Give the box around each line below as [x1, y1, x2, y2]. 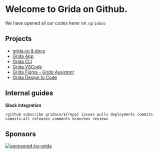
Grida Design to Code [12, 74, 57, 80]
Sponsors [5, 129, 36, 138]
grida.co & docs [12, 47, 45, 53]
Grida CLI [12, 58, 32, 64]
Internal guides [5, 89, 53, 97]
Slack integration [5, 102, 41, 108]
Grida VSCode [12, 63, 42, 69]
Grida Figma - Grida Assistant [12, 69, 74, 75]
